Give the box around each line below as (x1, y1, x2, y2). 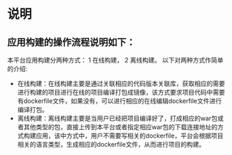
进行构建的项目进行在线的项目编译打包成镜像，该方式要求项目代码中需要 (17, 88, 225, 96)
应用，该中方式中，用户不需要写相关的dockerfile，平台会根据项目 (36, 131, 224, 140)
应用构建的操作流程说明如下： (7, 36, 136, 48)
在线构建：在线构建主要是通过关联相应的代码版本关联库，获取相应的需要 (17, 79, 225, 88)
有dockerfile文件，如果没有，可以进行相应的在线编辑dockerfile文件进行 (17, 97, 222, 105)
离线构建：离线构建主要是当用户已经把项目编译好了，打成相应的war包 (17, 114, 218, 122)
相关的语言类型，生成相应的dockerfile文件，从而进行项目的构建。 (17, 140, 206, 148)
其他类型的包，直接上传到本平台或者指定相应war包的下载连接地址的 (23, 123, 218, 131)
